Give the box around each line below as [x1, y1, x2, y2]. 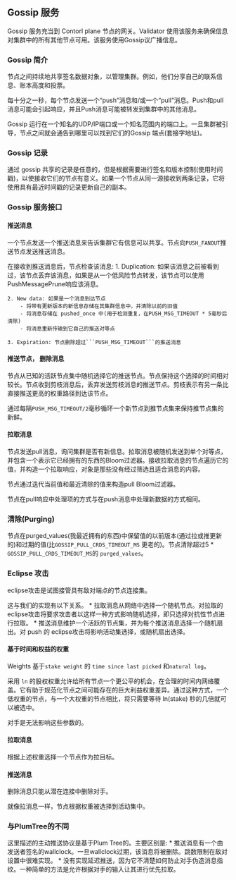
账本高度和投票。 [19, 81, 69, 90]
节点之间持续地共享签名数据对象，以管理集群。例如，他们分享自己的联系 [7, 73, 216, 81]
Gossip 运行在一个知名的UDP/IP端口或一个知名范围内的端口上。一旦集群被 [7, 120, 223, 128]
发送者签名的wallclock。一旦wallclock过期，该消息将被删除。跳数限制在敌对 [7, 848, 228, 856]
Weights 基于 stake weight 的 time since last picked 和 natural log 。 [7, 661, 211, 670]
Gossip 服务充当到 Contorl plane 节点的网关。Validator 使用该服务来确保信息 [7, 27, 228, 35]
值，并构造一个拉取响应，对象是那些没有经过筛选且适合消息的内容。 [7, 465, 204, 473]
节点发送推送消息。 [13, 247, 69, 255]
